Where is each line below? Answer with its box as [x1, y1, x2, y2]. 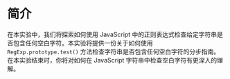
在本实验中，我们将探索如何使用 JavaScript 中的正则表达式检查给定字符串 [7, 30, 218, 38]
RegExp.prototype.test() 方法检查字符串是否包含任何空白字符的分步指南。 [7, 47, 220, 56]
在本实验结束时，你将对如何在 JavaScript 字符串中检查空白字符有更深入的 [7, 56, 218, 64]
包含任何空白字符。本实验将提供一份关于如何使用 [12, 38, 153, 47]
